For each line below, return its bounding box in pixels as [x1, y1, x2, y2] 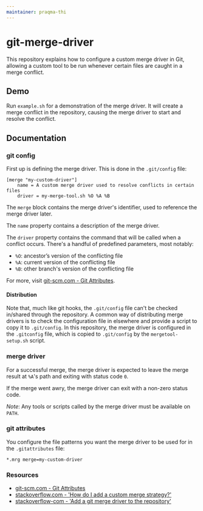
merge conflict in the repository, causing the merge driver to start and [6, 109, 181, 116]
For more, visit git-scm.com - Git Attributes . [6, 277, 115, 284]
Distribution [6, 291, 38, 298]
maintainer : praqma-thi [6, 9, 67, 15]
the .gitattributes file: [6, 444, 65, 452]
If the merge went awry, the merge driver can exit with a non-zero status [6, 384, 188, 391]
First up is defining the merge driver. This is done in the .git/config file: [6, 165, 187, 173]
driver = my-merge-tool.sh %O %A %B [17, 193, 111, 199]
